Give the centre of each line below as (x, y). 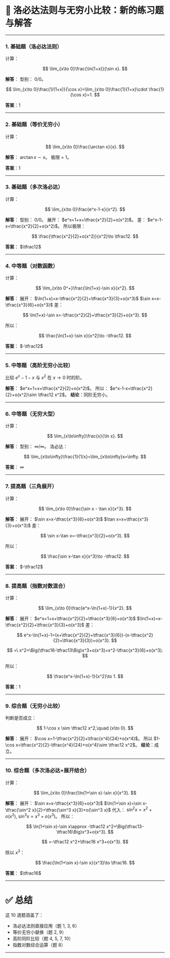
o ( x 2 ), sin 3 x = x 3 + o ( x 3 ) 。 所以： (40, 816)
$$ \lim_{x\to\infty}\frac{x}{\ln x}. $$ (85, 436)
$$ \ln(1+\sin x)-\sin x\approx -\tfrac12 (66, 826)
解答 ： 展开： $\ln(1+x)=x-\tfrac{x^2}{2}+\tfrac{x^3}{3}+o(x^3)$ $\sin (78, 299)
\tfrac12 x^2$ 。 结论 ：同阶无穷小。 (74, 395)
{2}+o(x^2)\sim (21, 395)
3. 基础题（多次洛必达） (34, 187)
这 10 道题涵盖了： (25, 915)
